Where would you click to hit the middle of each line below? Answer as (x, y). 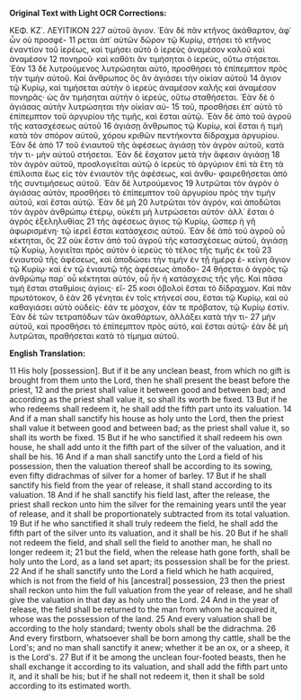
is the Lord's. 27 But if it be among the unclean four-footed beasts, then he (148, 657)
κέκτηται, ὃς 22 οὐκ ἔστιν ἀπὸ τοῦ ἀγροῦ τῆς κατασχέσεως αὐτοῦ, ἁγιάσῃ (149, 240)
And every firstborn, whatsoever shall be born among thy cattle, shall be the (150, 638)
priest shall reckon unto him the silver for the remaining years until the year (148, 504)
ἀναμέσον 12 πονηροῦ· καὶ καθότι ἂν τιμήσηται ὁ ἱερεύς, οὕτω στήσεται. (145, 59)
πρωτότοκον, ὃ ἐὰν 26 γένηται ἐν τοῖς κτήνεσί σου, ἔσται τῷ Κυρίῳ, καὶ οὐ (149, 297)
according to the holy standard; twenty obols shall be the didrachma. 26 (143, 629)
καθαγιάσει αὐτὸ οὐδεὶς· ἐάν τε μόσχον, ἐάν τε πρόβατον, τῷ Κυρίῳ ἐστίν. (149, 307)
